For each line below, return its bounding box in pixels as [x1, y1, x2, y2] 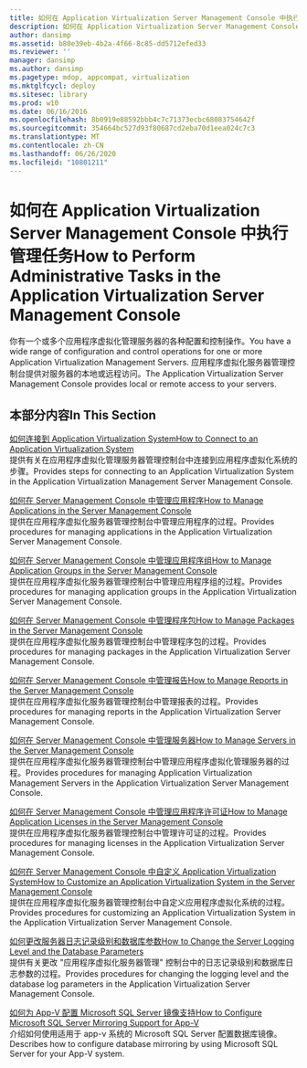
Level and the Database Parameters [9, 946, 144, 957]
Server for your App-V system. [9, 1048, 125, 1060]
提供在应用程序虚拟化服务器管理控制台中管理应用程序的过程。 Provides [9, 516, 275, 527]
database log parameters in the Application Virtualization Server [9, 978, 251, 989]
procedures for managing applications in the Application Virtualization [9, 526, 272, 537]
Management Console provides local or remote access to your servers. [9, 378, 277, 389]
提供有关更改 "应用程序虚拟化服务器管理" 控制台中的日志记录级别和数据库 [9, 957, 286, 968]
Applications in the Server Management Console [9, 505, 192, 516]
